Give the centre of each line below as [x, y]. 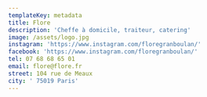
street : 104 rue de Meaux [50, 74]
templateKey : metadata [45, 15]
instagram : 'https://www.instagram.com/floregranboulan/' [105, 45]
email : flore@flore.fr [45, 66]
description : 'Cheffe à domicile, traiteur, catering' [100, 30]
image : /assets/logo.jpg [49, 37]
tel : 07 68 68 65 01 [42, 59]
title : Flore [29, 23]
